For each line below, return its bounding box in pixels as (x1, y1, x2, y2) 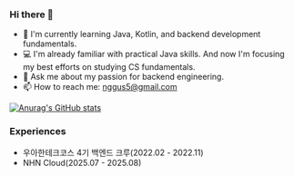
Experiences (9, 125, 66, 138)
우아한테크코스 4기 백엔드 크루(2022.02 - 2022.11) (22, 147, 204, 158)
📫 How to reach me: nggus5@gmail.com (22, 82, 177, 93)
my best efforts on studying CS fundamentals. (22, 62, 196, 73)
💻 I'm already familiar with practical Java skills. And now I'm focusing (22, 49, 285, 60)
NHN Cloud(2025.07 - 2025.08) (22, 157, 142, 168)
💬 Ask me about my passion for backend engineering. (22, 72, 225, 83)
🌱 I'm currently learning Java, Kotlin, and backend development (22, 29, 261, 40)
